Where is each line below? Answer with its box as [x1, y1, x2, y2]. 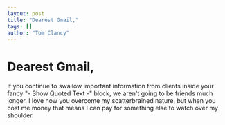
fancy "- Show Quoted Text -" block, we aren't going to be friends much [7, 89, 213, 97]
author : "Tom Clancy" [7, 29, 70, 37]
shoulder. [7, 111, 34, 119]
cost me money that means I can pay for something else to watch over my [7, 104, 219, 113]
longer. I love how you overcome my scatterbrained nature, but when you [7, 97, 216, 105]
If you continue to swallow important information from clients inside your [7, 82, 215, 90]
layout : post [7, 10, 45, 17]
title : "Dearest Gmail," [7, 17, 79, 23]
